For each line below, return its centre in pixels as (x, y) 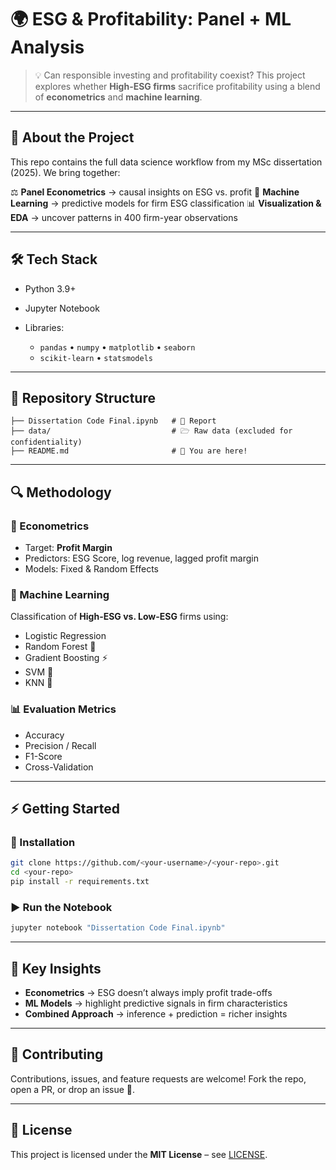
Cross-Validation (59, 767)
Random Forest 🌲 (60, 647)
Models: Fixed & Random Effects (91, 569)
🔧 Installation (43, 842)
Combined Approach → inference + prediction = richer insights (156, 1013)
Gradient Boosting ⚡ (66, 658)
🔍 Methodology (61, 492)
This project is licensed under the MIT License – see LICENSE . (139, 1154)
